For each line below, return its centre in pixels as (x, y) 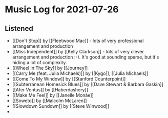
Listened (19, 28)
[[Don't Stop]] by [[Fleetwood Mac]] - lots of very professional (78, 41)
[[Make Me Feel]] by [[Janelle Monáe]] (53, 95)
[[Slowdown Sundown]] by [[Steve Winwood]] (61, 106)
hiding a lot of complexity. (39, 62)
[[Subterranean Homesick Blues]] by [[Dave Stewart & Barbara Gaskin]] (88, 84)
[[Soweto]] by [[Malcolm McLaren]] (49, 101)
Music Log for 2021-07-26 (62, 9)
